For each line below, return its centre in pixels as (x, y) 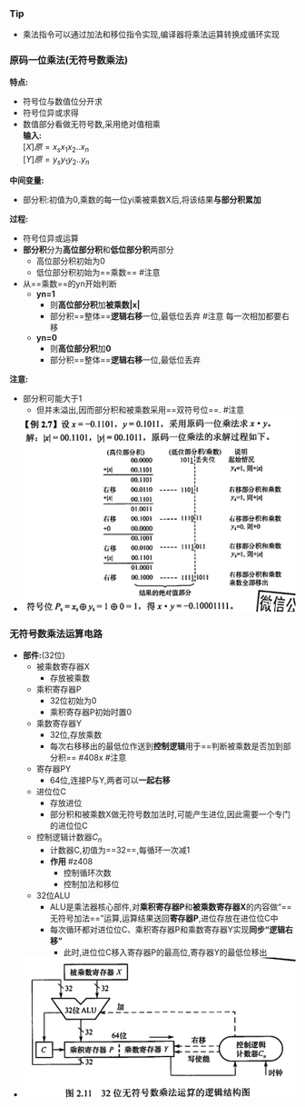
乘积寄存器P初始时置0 (91, 713)
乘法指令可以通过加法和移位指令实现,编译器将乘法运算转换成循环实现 (151, 35)
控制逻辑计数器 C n (69, 838)
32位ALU (53, 895)
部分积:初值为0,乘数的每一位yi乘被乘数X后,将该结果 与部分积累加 (142, 200)
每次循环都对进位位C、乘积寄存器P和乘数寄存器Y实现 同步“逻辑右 (171, 929)
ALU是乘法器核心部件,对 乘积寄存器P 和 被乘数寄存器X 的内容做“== (171, 906)
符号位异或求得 (50, 113)
